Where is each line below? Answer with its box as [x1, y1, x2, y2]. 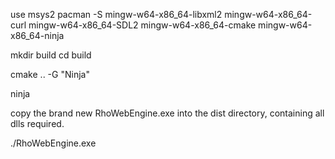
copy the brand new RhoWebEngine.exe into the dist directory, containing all [10, 107, 325, 119]
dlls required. [10, 118, 65, 129]
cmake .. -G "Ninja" [10, 69, 90, 80]
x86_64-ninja [10, 30, 65, 41]
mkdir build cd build [10, 49, 92, 61]
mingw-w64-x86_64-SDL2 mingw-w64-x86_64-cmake [28, 19, 257, 31]
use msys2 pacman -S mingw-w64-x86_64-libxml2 [10, 9, 223, 20]
